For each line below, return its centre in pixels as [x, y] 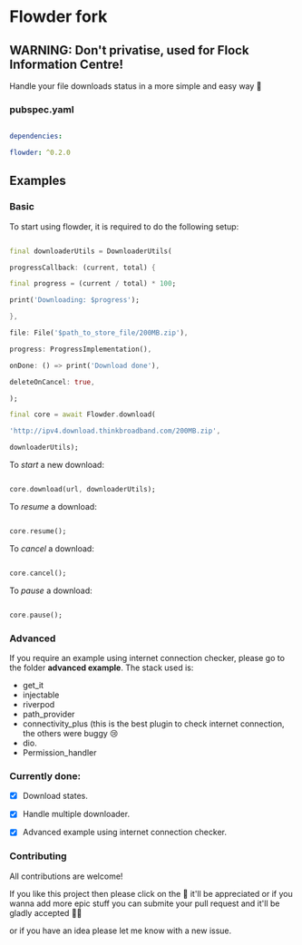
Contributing [38, 856]
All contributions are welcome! [66, 876]
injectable [41, 695]
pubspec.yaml [42, 109]
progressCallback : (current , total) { [83, 268]
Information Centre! [67, 64]
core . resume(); [38, 531]
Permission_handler [59, 752]
